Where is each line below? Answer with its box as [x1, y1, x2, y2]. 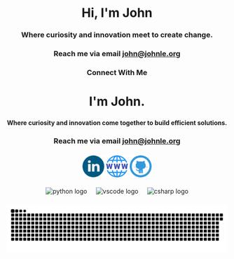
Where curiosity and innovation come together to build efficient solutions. [6, 119, 228, 127]
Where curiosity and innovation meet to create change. [21, 30, 213, 40]
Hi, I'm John [81, 5, 153, 21]
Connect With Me [86, 67, 148, 77]
